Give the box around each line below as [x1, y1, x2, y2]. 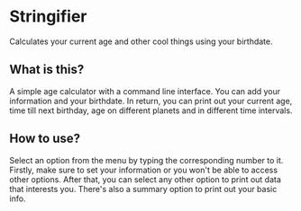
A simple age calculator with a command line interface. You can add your [9, 85, 281, 96]
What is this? [9, 62, 85, 77]
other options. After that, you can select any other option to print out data [9, 173, 282, 185]
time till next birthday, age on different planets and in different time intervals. [9, 105, 293, 116]
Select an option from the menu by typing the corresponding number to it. [9, 154, 284, 165]
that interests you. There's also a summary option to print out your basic [9, 183, 278, 194]
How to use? [9, 131, 81, 146]
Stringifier [9, 6, 87, 27]
